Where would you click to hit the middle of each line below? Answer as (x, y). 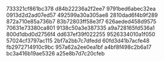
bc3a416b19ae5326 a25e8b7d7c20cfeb (55, 53)
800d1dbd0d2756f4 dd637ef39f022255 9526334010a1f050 (81, 34)
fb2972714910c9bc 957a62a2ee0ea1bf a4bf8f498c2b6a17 (79, 47)
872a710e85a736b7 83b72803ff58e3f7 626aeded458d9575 (81, 21)
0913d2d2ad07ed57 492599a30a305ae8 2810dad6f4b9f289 (82, 15)
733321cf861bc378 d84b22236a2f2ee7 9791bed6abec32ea (81, 9)
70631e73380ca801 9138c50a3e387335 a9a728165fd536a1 (80, 28)
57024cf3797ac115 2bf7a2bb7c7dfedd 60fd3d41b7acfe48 (78, 41)
